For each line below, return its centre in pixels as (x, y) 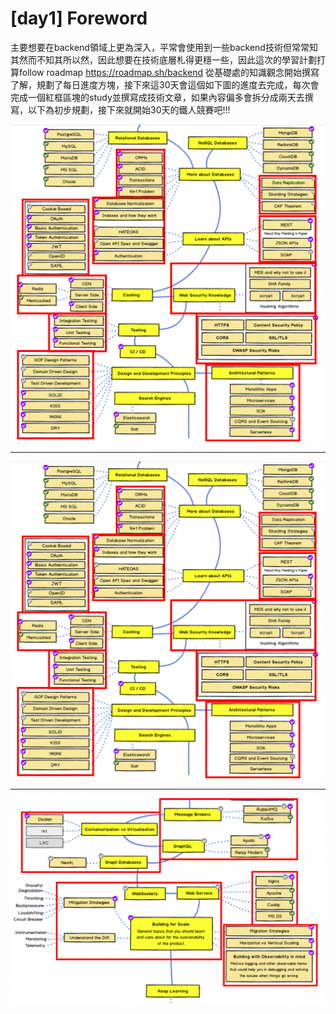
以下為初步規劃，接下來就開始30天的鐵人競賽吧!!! (129, 109)
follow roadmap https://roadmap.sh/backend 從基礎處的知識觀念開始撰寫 (169, 72)
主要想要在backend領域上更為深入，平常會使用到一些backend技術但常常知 (164, 47)
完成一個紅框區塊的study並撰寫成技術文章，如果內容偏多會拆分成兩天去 (157, 97)
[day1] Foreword (79, 18)
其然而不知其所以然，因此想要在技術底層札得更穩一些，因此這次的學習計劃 (163, 59)
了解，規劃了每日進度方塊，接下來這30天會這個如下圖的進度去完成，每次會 (165, 84)
